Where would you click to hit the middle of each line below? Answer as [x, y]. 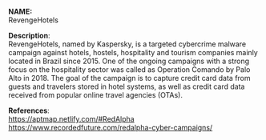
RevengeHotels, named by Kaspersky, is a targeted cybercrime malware [127, 44]
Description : [29, 36]
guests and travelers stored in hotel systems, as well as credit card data [127, 86]
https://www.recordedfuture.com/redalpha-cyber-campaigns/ [111, 128]
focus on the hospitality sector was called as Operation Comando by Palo [129, 70]
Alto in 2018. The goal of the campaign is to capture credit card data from [129, 78]
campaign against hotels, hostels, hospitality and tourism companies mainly [133, 52]
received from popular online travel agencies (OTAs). [95, 95]
